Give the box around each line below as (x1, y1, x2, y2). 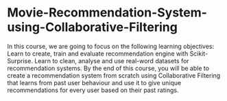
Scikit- (189, 49, 208, 58)
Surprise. (7, 56, 33, 65)
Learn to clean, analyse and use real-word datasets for (34, 56, 190, 65)
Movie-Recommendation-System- (7, 5, 208, 21)
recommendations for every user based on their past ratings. (7, 86, 180, 94)
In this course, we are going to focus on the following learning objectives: (7, 42, 215, 50)
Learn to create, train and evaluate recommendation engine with (7, 49, 189, 58)
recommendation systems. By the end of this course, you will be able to (7, 64, 210, 72)
